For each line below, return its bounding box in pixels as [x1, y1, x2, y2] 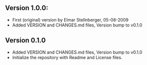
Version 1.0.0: [5, 4, 49, 12]
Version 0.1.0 [5, 36, 46, 44]
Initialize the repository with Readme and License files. [12, 54, 122, 60]
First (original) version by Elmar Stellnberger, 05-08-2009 [12, 17, 129, 22]
